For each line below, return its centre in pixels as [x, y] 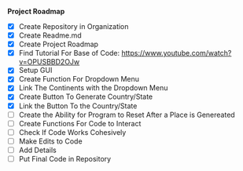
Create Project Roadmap [59, 44]
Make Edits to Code [51, 141]
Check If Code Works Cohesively [72, 132]
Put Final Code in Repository [65, 158]
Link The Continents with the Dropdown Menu [93, 88]
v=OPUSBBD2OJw [49, 62]
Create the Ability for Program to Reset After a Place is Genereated [127, 115]
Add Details [37, 150]
